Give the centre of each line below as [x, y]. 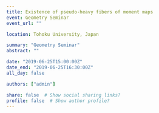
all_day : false [25, 73]
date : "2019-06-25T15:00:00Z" [45, 62]
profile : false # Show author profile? [58, 101]
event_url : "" [24, 23]
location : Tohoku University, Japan [52, 34]
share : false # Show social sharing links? [63, 95]
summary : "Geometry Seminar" [43, 45]
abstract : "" [23, 51]
